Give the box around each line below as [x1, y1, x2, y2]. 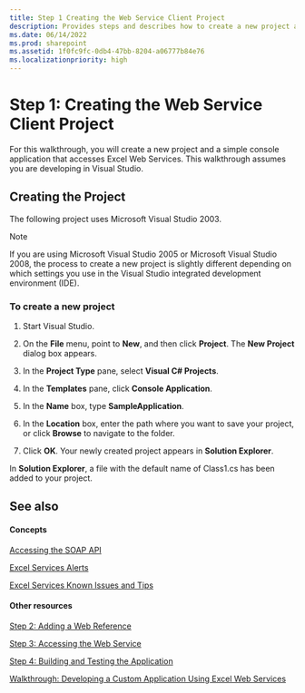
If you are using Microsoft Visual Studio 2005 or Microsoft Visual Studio [9, 249, 278, 259]
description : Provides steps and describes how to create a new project [9, 22, 290, 31]
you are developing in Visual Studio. [9, 162, 143, 173]
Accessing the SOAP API [9, 544, 102, 555]
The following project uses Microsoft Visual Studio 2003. [9, 213, 222, 224]
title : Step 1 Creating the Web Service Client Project [9, 13, 225, 23]
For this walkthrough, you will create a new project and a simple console [9, 143, 280, 154]
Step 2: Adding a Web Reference [9, 620, 132, 631]
